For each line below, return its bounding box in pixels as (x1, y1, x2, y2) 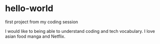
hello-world (5, 3, 54, 14)
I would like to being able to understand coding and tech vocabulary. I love (5, 28, 155, 34)
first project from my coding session (5, 19, 78, 25)
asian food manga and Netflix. (5, 33, 66, 39)
